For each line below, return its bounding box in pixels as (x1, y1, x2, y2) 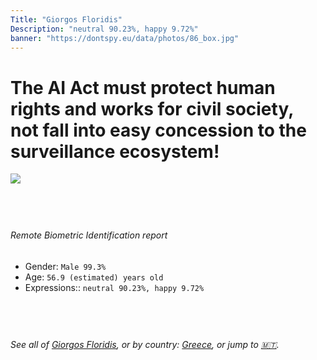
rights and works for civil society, (10, 97, 294, 120)
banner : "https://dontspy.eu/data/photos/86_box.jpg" (10, 33, 240, 43)
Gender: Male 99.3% (24, 260, 107, 272)
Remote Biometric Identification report (10, 229, 168, 241)
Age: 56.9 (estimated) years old (24, 271, 164, 283)
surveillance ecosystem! (10, 140, 220, 163)
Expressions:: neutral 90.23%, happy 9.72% (24, 281, 205, 293)
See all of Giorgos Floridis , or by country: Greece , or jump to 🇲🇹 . (10, 338, 280, 350)
